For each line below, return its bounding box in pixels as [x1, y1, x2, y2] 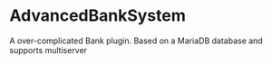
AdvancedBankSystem [9, 5, 186, 26]
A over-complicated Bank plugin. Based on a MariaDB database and [9, 35, 263, 46]
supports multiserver [9, 44, 88, 55]
